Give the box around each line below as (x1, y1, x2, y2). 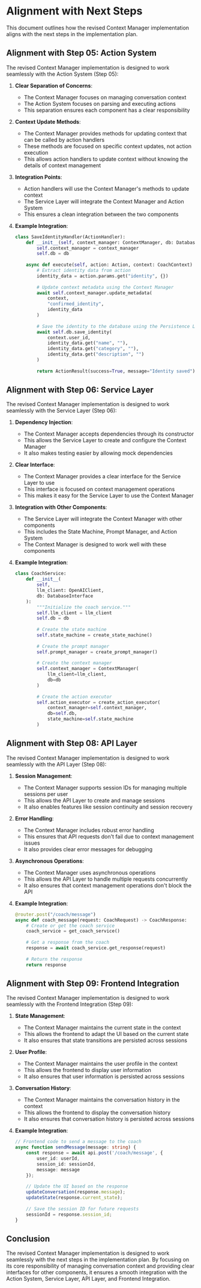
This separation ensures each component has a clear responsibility (23, 106, 190, 114)
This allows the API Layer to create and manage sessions (23, 797, 165, 804)
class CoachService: (14, 570, 67, 577)
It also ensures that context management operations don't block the (23, 881, 192, 889)
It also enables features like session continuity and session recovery (23, 803, 193, 810)
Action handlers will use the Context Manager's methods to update (23, 185, 190, 192)
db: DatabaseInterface (37, 593, 94, 599)
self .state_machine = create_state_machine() (37, 632, 152, 638)
